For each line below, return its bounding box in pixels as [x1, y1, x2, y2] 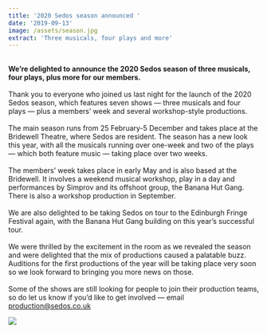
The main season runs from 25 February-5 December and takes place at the [8, 123, 258, 133]
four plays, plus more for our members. [8, 72, 141, 82]
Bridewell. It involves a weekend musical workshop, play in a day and [8, 174, 235, 184]
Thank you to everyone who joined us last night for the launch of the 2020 [8, 89, 253, 100]
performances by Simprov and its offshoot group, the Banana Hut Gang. [8, 182, 245, 192]
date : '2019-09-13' [8, 19, 73, 27]
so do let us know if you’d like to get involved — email [8, 292, 185, 303]
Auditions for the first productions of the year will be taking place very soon [8, 259, 257, 268]
